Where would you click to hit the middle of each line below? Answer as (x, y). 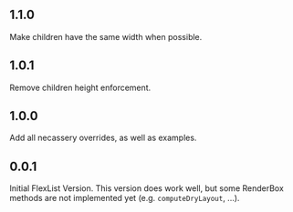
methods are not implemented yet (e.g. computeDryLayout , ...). (125, 198)
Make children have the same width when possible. (106, 36)
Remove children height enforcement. (80, 87)
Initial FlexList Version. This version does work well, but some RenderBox (147, 188)
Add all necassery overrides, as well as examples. (103, 138)
